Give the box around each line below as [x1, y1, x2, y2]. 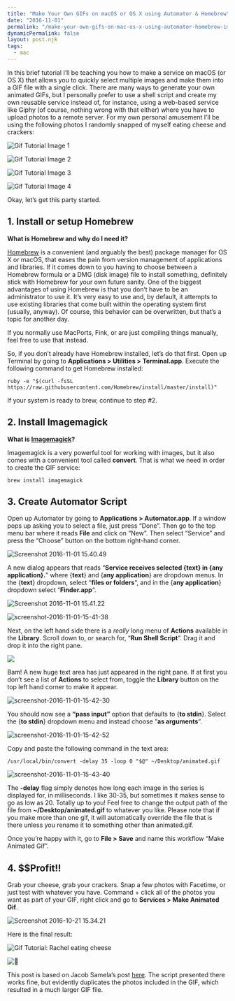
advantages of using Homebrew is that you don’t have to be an [7, 285, 189, 294]
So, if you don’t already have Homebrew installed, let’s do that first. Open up [7, 349, 227, 357]
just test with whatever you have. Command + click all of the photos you [7, 888, 215, 897]
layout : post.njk [7, 36, 58, 43]
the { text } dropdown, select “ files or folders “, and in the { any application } [7, 578, 222, 587]
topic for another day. [7, 315, 70, 323]
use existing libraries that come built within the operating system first [7, 300, 206, 308]
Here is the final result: [7, 930, 73, 939]
